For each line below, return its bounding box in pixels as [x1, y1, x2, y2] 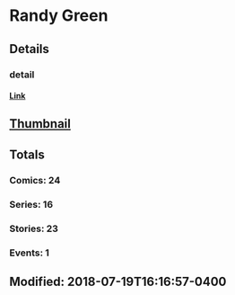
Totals [9, 147, 45, 162]
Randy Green [9, 5, 109, 26]
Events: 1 [9, 246, 49, 259]
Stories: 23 [9, 222, 58, 235]
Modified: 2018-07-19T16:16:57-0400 [9, 273, 227, 289]
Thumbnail [9, 116, 72, 131]
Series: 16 [9, 198, 54, 210]
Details [9, 41, 49, 57]
